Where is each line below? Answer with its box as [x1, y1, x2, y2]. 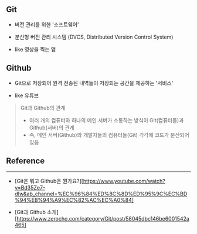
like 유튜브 [14, 92, 39, 99]
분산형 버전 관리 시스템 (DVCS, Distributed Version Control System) [14, 33, 174, 40]
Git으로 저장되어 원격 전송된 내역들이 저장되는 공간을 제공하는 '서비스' [14, 79, 174, 87]
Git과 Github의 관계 [20, 104, 66, 111]
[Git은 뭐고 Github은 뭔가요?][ [14, 178, 84, 185]
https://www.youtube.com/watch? [83, 178, 165, 185]
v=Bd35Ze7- [14, 184, 46, 191]
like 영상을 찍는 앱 [14, 46, 56, 53]
